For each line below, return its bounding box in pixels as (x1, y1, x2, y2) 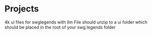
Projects (4, 3, 39, 14)
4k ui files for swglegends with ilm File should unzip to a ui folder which (4, 19, 148, 25)
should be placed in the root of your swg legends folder (4, 24, 116, 30)
